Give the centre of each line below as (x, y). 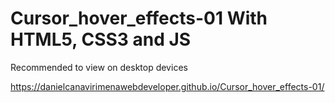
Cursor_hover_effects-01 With (139, 18)
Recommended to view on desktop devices (99, 67)
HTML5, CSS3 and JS (101, 39)
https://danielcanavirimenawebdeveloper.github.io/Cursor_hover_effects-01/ (167, 86)
